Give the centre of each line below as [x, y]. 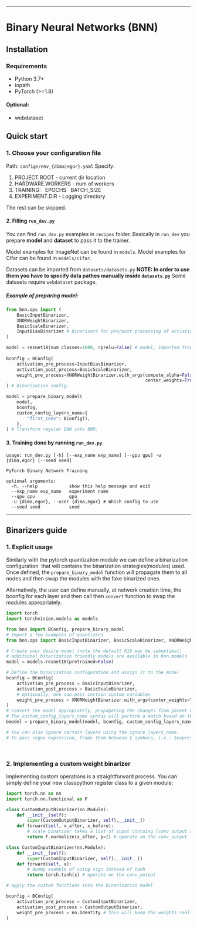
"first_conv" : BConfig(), [59, 419]
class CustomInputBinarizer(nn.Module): [56, 847]
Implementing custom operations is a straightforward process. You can [92, 776]
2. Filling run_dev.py [30, 221]
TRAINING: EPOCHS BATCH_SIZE [58, 190]
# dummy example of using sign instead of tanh [86, 869]
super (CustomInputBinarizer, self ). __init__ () [85, 858]
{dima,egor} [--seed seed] [39, 460]
